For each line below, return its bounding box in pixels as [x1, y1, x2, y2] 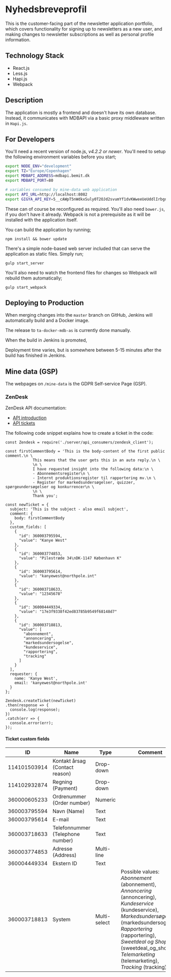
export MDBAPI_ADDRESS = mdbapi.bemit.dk [5, 173, 90, 179]
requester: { [10, 672, 38, 677]
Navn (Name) [52, 807, 85, 815]
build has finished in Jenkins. [5, 352, 66, 358]
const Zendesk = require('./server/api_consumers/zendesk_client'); [5, 440, 154, 445]
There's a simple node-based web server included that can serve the [5, 245, 151, 252]
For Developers [5, 135, 55, 144]
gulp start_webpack [5, 285, 47, 290]
